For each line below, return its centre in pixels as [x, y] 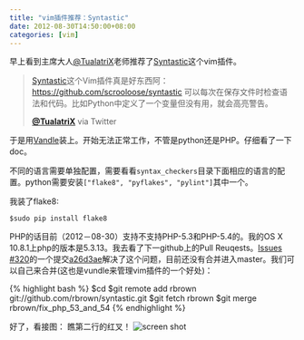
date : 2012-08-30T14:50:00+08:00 [73, 26]
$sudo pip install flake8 [58, 219]
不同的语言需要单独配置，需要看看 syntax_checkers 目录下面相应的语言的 [143, 171]
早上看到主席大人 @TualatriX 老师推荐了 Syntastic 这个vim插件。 [126, 62]
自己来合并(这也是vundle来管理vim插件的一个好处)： [115, 271]
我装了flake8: [34, 201]
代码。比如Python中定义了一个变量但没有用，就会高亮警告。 [161, 103]
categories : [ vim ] [44, 34]
